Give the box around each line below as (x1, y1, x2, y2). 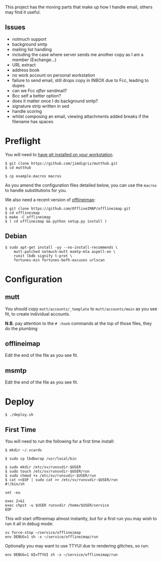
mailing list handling (12, 46, 52, 52)
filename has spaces (12, 118, 54, 124)
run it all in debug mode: (5, 521, 54, 527)
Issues (5, 23, 26, 32)
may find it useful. (5, 9, 41, 15)
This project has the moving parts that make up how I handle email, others (5, 4, 153, 10)
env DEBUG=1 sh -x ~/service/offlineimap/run (5, 534, 98, 539)
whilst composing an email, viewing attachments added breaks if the (12, 113, 149, 119)
